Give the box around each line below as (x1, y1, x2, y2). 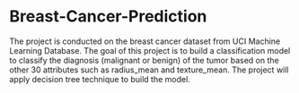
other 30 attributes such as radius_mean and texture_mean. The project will (9, 64, 289, 75)
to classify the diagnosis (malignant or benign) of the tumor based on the (9, 55, 280, 65)
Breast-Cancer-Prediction (9, 6, 207, 27)
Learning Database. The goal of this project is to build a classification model (9, 45, 291, 55)
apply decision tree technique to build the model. (9, 73, 190, 84)
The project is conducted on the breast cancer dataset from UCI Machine (9, 36, 281, 46)
